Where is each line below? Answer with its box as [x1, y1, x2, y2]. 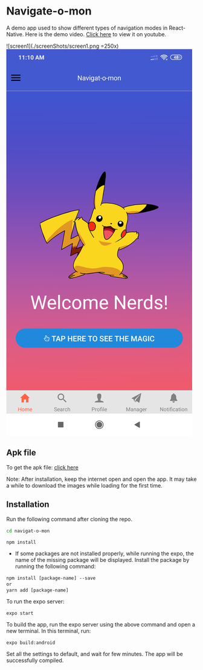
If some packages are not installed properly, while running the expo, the [14, 550, 195, 557]
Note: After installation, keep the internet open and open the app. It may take [6, 475, 197, 483]
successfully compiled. [6, 657, 64, 664]
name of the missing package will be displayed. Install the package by [14, 556, 190, 564]
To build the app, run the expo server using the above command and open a [6, 621, 195, 628]
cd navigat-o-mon [6, 527, 50, 534]
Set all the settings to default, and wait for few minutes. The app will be [6, 651, 183, 658]
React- [169, 24, 186, 31]
